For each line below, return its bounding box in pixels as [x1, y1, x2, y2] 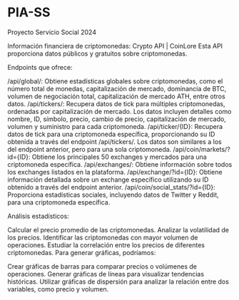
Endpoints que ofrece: [7, 63, 73, 71]
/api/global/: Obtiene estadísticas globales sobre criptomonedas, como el [7, 76, 223, 86]
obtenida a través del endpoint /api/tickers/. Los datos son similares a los [7, 137, 223, 146]
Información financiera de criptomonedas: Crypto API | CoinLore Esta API [7, 41, 223, 50]
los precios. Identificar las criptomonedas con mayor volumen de [7, 233, 198, 242]
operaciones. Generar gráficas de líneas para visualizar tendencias [7, 269, 205, 278]
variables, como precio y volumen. [7, 284, 109, 293]
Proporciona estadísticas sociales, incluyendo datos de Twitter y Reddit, [7, 190, 219, 199]
